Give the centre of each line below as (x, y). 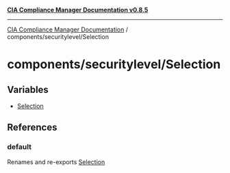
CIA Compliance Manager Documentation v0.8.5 (78, 10)
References (32, 128)
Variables (28, 89)
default (20, 147)
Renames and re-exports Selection (56, 162)
